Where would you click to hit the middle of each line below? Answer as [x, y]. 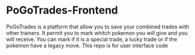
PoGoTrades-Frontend [62, 10]
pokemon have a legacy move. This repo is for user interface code [87, 46]
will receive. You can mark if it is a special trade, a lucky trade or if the [92, 39]
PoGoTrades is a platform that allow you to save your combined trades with [98, 27]
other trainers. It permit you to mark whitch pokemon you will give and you [97, 33]
